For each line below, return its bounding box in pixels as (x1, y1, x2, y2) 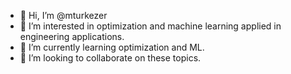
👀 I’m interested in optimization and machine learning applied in (19, 20, 282, 32)
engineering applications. (19, 31, 125, 42)
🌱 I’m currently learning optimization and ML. (19, 41, 205, 53)
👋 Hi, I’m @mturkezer (19, 10, 108, 21)
